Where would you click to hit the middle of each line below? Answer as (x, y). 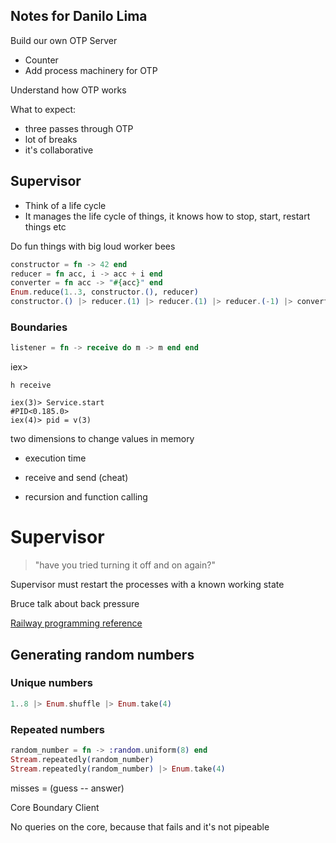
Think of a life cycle (65, 205)
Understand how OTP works (68, 90)
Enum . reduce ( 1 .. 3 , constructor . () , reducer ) (104, 292)
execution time (55, 458)
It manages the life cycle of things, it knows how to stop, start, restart (167, 216)
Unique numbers (51, 683)
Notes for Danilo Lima (79, 16)
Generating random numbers (102, 654)
